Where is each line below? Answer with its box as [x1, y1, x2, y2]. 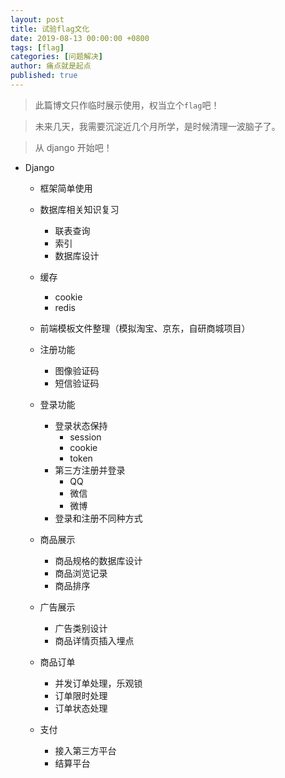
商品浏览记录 [54, 567, 108, 579]
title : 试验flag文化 [10, 24, 90, 34]
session [69, 431, 102, 443]
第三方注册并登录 [54, 464, 126, 476]
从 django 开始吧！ [34, 141, 113, 153]
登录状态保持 [54, 419, 108, 431]
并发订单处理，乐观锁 [54, 677, 143, 689]
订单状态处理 [54, 702, 108, 714]
